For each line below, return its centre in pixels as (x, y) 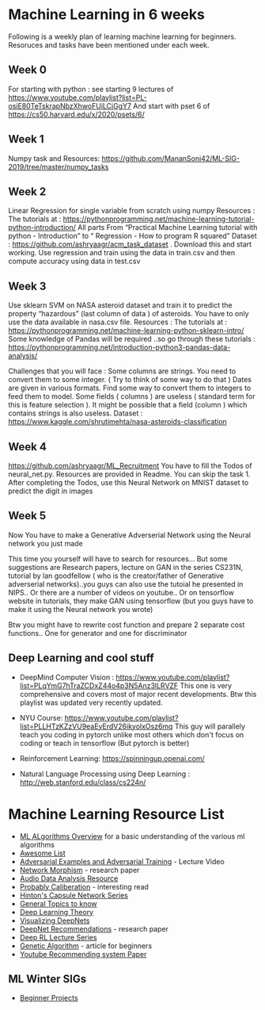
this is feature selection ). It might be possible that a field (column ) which (128, 405)
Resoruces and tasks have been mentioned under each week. (109, 44)
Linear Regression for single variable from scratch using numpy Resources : (132, 211)
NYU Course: (41, 717)
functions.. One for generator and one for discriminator (98, 633)
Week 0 (28, 70)
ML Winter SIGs (47, 979)
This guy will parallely (210, 726)
